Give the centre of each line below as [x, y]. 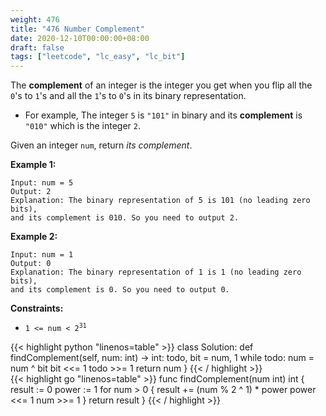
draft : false [37, 47]
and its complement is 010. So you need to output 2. [125, 218]
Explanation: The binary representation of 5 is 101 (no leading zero [160, 201]
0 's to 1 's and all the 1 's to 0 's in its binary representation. [128, 96]
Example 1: [33, 165]
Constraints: [37, 308]
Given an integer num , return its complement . [101, 145]
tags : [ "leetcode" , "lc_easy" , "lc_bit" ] [98, 57]
